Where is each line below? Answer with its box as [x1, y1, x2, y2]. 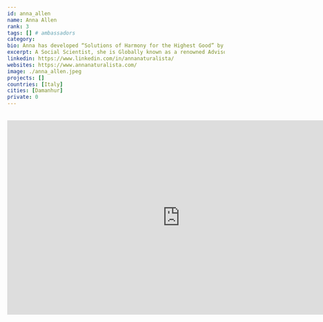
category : [7, 36, 36, 43]
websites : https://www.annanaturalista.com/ [7, 61, 137, 68]
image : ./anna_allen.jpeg [7, 68, 81, 75]
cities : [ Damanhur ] [7, 87, 63, 94]
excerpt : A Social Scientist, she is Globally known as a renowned [7, 49, 206, 56]
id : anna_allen [7, 10, 51, 17]
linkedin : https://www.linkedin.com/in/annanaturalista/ [7, 55, 175, 62]
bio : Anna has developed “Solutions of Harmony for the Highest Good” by [7, 42, 224, 49]
